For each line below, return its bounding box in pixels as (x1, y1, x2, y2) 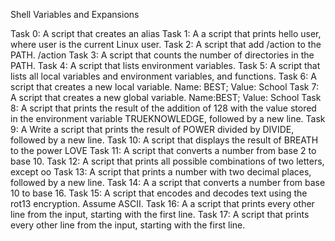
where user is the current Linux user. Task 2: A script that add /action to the (10, 39, 322, 50)
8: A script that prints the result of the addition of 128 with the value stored (10, 102, 317, 114)
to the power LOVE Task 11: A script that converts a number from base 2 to (10, 145, 317, 156)
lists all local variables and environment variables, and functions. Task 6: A (10, 70, 317, 82)
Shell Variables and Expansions (10, 9, 140, 20)
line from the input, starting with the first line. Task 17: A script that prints (10, 209, 310, 220)
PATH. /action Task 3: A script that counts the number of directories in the (10, 49, 315, 61)
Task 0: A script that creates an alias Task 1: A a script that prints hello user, (10, 28, 322, 39)
